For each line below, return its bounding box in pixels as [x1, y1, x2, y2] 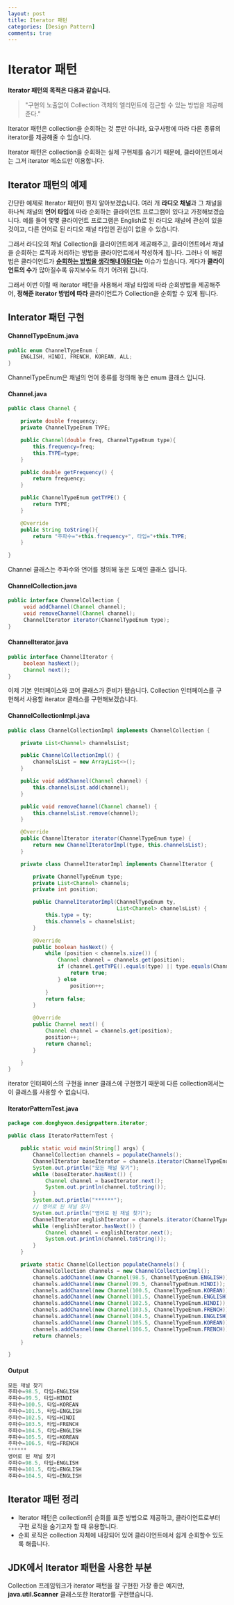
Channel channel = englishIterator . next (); [44, 1229, 173, 1236]
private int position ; [33, 886, 99, 893]
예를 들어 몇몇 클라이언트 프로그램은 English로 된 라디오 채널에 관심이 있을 [22, 217, 223, 224]
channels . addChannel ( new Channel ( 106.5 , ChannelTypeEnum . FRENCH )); [33, 1326, 232, 1333]
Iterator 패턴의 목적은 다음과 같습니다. [8, 86, 110, 95]
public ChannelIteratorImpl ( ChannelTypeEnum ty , [33, 899, 176, 906]
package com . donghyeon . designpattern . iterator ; [8, 1120, 149, 1127]
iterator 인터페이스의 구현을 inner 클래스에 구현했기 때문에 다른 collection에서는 [8, 1079, 225, 1088]
